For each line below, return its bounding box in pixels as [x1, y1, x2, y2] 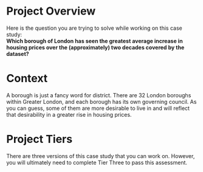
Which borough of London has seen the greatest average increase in [6, 37, 184, 44]
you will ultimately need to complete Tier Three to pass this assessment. [6, 159, 187, 166]
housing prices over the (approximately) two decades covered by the [6, 44, 185, 51]
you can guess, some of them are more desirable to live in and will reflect [6, 105, 190, 112]
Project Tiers [6, 132, 73, 146]
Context [6, 72, 48, 86]
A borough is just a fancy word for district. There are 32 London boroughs [6, 91, 191, 98]
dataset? [6, 50, 29, 57]
